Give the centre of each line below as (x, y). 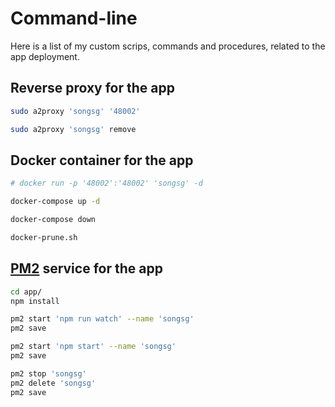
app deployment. (45, 56)
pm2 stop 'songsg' (48, 373)
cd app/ (26, 292)
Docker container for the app (102, 160)
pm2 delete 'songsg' (53, 383)
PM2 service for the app (86, 268)
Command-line (74, 18)
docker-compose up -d (55, 202)
